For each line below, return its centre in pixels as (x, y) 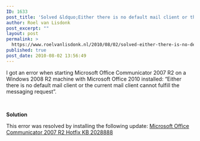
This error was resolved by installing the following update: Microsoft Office (98, 126)
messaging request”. (31, 91)
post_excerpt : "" (28, 28)
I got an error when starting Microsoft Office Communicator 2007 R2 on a (96, 72)
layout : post (22, 34)
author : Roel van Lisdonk (38, 23)
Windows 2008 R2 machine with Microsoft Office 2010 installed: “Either (94, 79)
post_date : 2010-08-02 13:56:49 (46, 56)
